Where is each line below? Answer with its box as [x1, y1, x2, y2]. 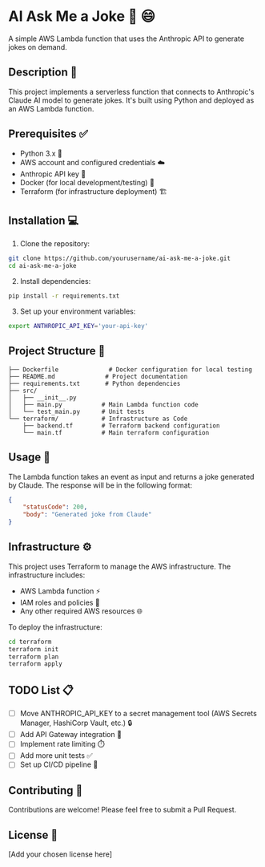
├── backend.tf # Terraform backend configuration [22, 421, 220, 430]
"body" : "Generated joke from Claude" [22, 511, 152, 519]
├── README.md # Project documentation [8, 372, 188, 380]
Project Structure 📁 [8, 344, 106, 358]
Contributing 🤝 [8, 784, 83, 797]
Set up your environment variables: [19, 306, 136, 316]
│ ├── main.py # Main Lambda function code [8, 400, 199, 408]
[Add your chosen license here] [8, 849, 113, 859]
